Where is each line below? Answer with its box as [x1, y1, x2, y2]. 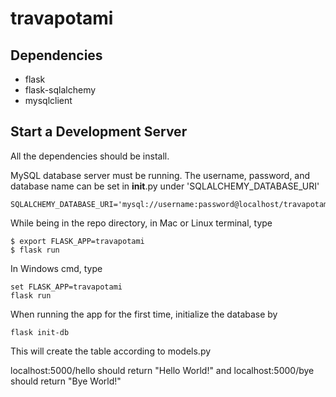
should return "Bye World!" [10, 375, 122, 387]
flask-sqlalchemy [24, 84, 97, 96]
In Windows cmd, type [10, 262, 103, 274]
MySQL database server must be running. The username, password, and [10, 169, 311, 181]
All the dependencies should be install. [10, 150, 170, 162]
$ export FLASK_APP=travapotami [10, 236, 145, 246]
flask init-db [10, 327, 70, 337]
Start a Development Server [10, 123, 188, 141]
